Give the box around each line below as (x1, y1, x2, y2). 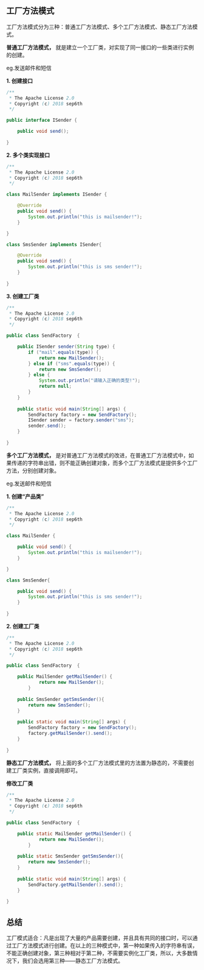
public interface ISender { (6, 118, 78, 124)
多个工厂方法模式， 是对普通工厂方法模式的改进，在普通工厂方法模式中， (6, 451, 189, 459)
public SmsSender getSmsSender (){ (17, 696, 104, 702)
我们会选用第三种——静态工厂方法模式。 (22, 957, 123, 965)
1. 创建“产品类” (6, 493, 44, 500)
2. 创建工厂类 (6, 622, 39, 630)
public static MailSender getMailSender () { (17, 831, 132, 837)
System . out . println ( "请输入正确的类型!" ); (38, 378, 141, 384)
